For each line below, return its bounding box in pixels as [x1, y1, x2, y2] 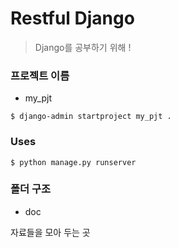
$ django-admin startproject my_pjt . [10, 112, 172, 122]
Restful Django [10, 7, 135, 30]
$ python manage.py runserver [10, 157, 137, 167]
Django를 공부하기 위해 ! [34, 41, 132, 53]
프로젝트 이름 [10, 68, 70, 82]
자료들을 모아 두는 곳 [10, 226, 91, 238]
